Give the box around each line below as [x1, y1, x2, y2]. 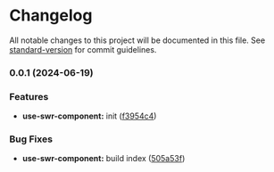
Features [9, 90, 49, 102]
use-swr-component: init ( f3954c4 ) [21, 111, 157, 121]
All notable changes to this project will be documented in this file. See [9, 35, 266, 45]
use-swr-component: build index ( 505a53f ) [21, 153, 186, 164]
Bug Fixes [9, 133, 54, 145]
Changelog [9, 5, 93, 26]
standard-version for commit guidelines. [9, 44, 157, 54]
